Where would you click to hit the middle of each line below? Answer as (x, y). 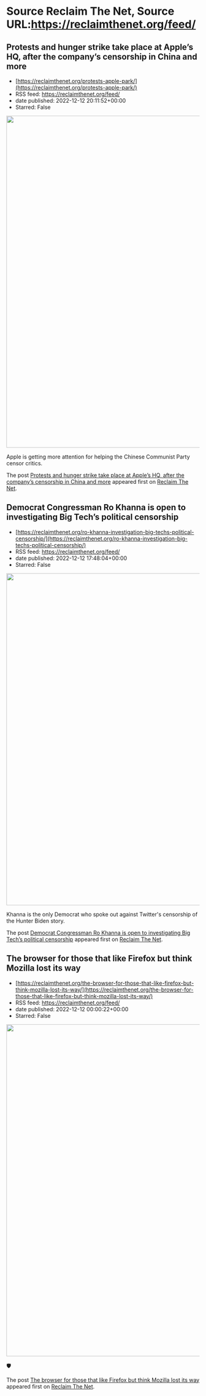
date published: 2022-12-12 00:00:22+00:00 (72, 1009)
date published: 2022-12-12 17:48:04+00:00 (71, 558)
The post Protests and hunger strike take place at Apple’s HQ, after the (96, 475)
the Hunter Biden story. (36, 921)
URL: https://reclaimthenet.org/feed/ (101, 24)
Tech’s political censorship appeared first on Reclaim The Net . (85, 939)
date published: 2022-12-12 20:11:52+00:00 (71, 101)
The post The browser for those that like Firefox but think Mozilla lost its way (103, 1380)
